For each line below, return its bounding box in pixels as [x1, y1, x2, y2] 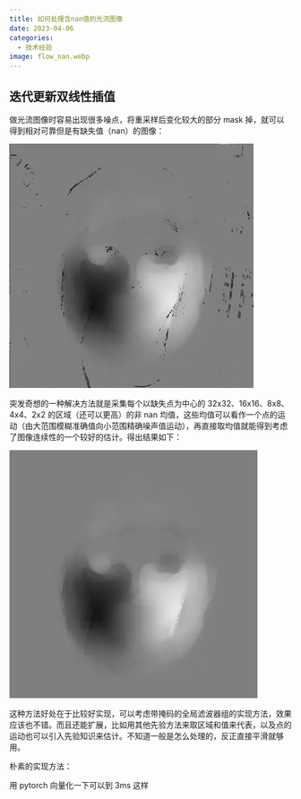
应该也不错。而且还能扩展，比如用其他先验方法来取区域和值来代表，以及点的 [9, 719, 292, 730]
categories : [9, 33, 54, 42]
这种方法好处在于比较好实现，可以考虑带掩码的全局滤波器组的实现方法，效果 [9, 708, 292, 718]
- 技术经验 [17, 43, 53, 52]
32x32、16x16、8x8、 [207, 398, 289, 408]
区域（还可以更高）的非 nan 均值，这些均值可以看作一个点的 [55, 408, 278, 420]
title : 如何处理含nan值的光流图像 [9, 14, 124, 23]
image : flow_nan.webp [9, 52, 90, 62]
